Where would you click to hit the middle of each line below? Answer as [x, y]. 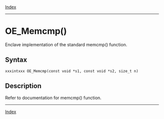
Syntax [16, 60]
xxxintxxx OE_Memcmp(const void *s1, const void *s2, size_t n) [72, 71]
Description [23, 86]
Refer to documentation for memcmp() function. [53, 98]
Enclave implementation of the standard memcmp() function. [66, 44]
